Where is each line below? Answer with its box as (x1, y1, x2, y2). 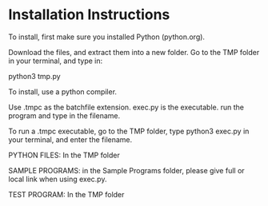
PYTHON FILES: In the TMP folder (8, 150, 120, 160)
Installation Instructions (8, 6, 170, 24)
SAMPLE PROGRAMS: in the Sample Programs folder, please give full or (8, 165, 246, 175)
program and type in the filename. (8, 110, 121, 121)
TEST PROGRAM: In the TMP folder (8, 189, 125, 199)
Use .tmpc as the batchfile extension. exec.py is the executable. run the (8, 102, 244, 112)
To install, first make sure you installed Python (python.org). (8, 32, 206, 42)
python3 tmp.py (8, 71, 62, 81)
